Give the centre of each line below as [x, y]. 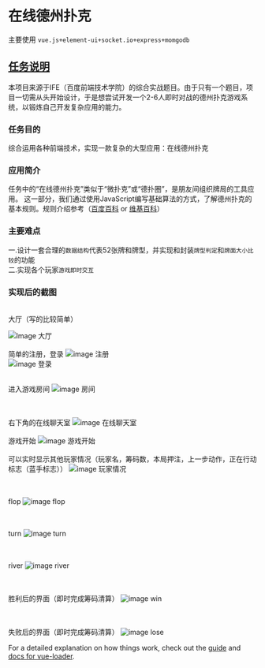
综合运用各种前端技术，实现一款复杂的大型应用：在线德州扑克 [108, 148]
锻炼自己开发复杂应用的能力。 [77, 106]
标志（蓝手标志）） [37, 468]
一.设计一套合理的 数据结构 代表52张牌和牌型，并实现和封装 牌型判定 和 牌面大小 [128, 250]
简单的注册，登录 [36, 354]
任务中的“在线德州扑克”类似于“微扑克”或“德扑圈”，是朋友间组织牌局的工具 [128, 189]
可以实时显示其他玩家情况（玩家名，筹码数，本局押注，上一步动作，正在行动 [132, 459]
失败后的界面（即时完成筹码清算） [63, 632]
